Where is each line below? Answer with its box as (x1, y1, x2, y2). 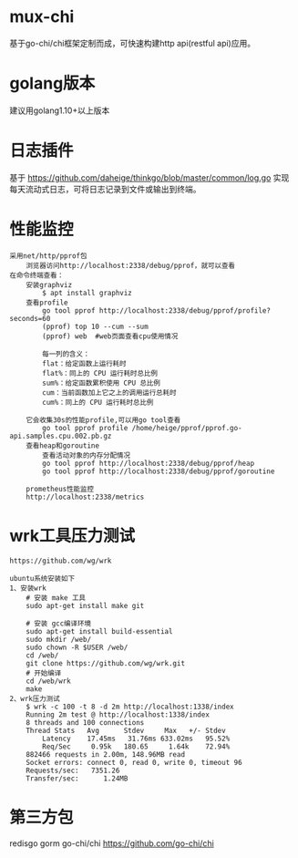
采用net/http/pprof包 (9, 251, 87, 261)
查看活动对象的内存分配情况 (42, 450, 130, 460)
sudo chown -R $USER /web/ (26, 643, 128, 652)
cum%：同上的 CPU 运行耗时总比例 (42, 398, 154, 407)
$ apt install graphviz (42, 288, 132, 297)
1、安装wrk (9, 584, 47, 593)
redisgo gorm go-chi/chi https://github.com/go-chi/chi (9, 837, 214, 849)
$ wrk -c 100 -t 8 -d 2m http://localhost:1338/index (26, 702, 234, 711)
